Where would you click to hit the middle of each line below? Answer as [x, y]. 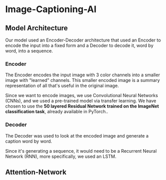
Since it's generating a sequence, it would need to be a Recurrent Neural [81, 151]
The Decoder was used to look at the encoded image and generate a [77, 136]
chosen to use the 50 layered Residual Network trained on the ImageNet [82, 106]
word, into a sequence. [29, 51]
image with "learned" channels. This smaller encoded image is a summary [83, 80]
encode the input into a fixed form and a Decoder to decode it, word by [79, 46]
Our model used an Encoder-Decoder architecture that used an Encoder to [83, 40]
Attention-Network [36, 172]
